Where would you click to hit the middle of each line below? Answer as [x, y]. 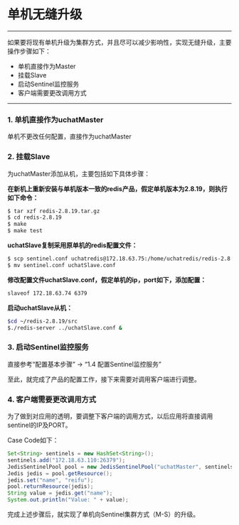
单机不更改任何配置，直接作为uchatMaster [69, 136]
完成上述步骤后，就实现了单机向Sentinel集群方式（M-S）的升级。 [103, 514]
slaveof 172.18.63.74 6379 [47, 293]
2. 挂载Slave [29, 157]
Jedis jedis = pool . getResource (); [60, 473]
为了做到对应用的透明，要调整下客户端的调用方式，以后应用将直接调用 [110, 416]
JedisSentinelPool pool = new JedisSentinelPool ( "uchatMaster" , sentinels [121, 467]
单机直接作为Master [47, 66]
